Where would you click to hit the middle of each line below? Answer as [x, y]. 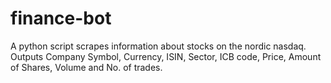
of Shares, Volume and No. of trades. [86, 67]
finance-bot [61, 18]
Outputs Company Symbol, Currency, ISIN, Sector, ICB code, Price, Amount [166, 56]
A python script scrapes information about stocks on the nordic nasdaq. [158, 46]
